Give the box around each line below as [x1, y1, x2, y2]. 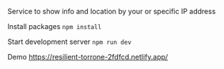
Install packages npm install [7, 22, 102, 31]
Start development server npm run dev [7, 37, 132, 46]
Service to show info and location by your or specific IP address [7, 7, 216, 16]
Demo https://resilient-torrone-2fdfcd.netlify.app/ [7, 53, 169, 61]
